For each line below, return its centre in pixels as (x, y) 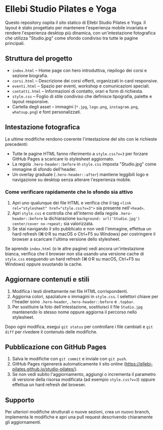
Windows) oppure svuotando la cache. (44, 264)
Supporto (20, 400)
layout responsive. (31, 102)
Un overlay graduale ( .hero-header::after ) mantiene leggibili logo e (80, 174)
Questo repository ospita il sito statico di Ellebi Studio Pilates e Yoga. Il (75, 22)
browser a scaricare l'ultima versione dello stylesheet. (66, 239)
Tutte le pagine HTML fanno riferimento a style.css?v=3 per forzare (80, 154)
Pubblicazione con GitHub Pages (56, 347)
